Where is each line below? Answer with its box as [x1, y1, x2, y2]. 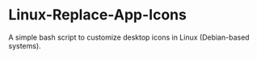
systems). [8, 40, 42, 50]
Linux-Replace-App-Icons [8, 6, 187, 24]
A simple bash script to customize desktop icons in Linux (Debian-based [8, 32, 250, 42]
